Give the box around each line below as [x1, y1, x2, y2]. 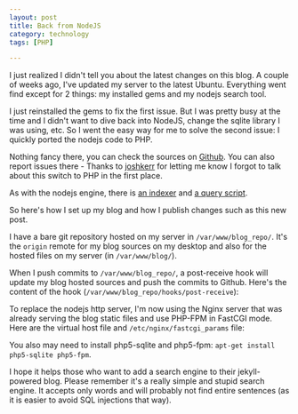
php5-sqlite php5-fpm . [9, 349, 92, 360]
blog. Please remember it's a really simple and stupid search [43, 376, 265, 386]
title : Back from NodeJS [9, 21, 101, 30]
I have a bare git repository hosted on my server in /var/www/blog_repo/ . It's [9, 232, 287, 243]
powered [9, 376, 42, 386]
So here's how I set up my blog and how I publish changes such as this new [9, 205, 287, 216]
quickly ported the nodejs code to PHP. [9, 134, 153, 145]
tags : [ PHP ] [9, 37, 53, 47]
